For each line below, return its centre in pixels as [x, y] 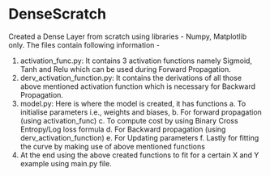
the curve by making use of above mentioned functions [112, 146]
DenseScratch [58, 14]
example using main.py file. [66, 163]
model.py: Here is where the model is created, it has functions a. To [133, 103]
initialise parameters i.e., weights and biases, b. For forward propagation [141, 112]
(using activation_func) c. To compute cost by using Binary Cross [129, 120]
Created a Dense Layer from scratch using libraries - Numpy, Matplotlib [128, 36]
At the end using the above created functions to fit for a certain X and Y [139, 155]
